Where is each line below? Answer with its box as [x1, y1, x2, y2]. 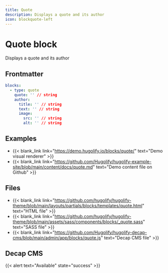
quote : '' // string [14, 92, 57, 97]
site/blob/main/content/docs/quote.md [12, 164, 93, 170]
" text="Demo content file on [93, 164, 152, 170]
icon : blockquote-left [5, 17, 53, 22]
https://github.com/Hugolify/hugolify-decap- [54, 229, 147, 235]
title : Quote [5, 7, 33, 13]
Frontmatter [5, 70, 44, 78]
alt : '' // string [23, 120, 62, 126]
